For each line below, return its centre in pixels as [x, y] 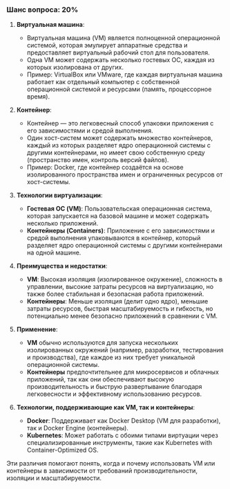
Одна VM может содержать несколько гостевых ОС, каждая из [121, 60]
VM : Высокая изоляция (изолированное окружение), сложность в [124, 279]
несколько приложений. [63, 223]
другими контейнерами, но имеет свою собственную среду [116, 152]
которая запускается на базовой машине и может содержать [118, 216]
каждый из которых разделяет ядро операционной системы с [119, 146]
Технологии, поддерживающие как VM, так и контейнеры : [105, 408]
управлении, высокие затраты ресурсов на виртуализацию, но [120, 287]
